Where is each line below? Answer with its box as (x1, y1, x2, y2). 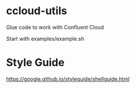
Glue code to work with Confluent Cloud (6, 24, 104, 31)
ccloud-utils (6, 4, 67, 18)
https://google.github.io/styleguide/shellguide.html (6, 75, 130, 82)
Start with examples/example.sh (6, 35, 85, 42)
